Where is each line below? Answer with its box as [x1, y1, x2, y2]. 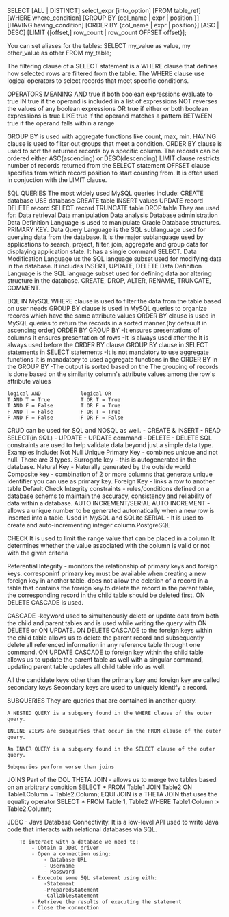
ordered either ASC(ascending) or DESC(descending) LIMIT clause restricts [7, 154, 220, 162]
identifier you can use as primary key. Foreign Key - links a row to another [7, 477, 215, 486]
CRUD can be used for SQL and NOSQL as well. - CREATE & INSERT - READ [7, 427, 221, 434]
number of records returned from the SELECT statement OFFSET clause [7, 162, 211, 169]
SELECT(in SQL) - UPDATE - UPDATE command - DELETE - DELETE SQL [7, 434, 213, 442]
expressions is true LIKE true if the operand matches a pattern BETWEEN [7, 112, 213, 120]
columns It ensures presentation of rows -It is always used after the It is [7, 334, 209, 342]
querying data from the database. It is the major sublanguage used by [7, 233, 204, 241]
